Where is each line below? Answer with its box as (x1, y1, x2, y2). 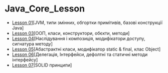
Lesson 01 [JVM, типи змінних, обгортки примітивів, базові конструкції (12, 19, 162, 25)
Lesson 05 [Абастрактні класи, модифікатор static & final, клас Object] (12, 46, 161, 52)
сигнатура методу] (12, 40, 53, 46)
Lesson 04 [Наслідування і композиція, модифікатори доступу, (12, 35, 145, 41)
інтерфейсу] (12, 56, 38, 62)
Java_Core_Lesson (5, 3, 85, 14)
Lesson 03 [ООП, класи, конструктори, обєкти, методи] (12, 30, 130, 36)
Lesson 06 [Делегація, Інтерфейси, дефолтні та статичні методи (12, 51, 148, 57)
